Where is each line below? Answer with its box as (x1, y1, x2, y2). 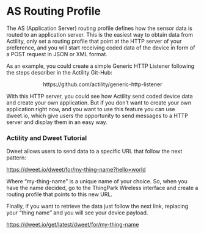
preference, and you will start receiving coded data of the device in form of (6, 44, 195, 51)
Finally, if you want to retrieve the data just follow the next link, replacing (6, 203, 189, 210)
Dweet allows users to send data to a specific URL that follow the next (6, 148, 183, 155)
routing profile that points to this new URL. (6, 191, 113, 198)
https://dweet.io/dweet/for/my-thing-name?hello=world (6, 166, 146, 174)
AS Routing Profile (6, 4, 101, 18)
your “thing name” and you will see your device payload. (6, 209, 148, 216)
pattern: (6, 154, 26, 161)
